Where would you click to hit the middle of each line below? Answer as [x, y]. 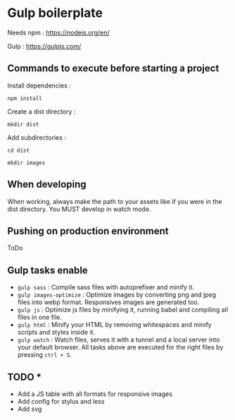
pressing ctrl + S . [44, 355]
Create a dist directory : [42, 112]
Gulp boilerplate [55, 13]
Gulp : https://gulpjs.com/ [44, 46]
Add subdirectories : [37, 137]
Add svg [30, 409]
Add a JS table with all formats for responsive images [95, 394]
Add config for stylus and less [61, 401]
